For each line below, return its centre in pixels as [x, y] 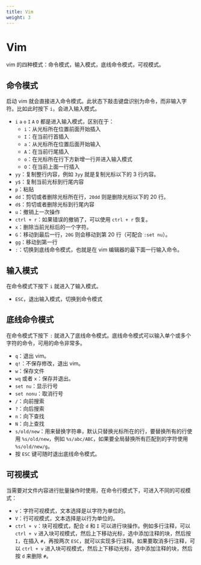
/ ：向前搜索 [29, 401]
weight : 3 [19, 17]
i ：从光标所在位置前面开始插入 [62, 129]
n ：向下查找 [29, 416]
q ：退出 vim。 [32, 356]
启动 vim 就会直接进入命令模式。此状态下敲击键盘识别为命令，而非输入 [94, 101]
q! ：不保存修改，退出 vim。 [49, 363]
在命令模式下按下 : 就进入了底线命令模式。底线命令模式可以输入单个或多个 [99, 335]
